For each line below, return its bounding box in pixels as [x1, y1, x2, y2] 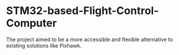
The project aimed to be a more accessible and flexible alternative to [6, 36, 173, 43]
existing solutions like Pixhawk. [6, 42, 82, 49]
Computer [6, 16, 57, 30]
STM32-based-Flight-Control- [6, 4, 159, 18]
